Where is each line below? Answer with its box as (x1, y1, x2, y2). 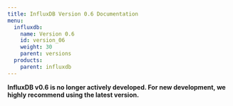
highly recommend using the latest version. (7, 90, 140, 99)
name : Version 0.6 (20, 30, 75, 38)
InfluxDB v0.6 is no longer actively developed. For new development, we (7, 83, 226, 91)
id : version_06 (20, 37, 66, 44)
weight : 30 (20, 43, 53, 51)
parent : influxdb (20, 63, 72, 70)
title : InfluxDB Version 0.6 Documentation (7, 10, 139, 18)
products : (14, 57, 43, 64)
